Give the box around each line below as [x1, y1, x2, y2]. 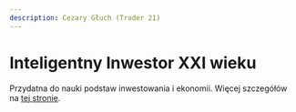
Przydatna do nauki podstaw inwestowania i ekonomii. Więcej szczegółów [9, 83, 288, 94]
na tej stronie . [9, 92, 61, 103]
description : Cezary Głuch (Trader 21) [9, 13, 161, 23]
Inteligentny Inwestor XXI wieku [9, 52, 257, 73]
